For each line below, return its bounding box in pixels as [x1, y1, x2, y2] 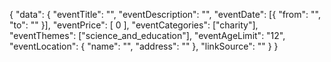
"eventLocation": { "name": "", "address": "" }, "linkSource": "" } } [9, 40, 279, 52]
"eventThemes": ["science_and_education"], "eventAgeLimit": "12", [9, 30, 286, 41]
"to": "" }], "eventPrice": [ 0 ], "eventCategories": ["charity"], [9, 19, 259, 31]
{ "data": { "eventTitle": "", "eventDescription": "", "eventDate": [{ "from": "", [9, 9, 321, 20]
